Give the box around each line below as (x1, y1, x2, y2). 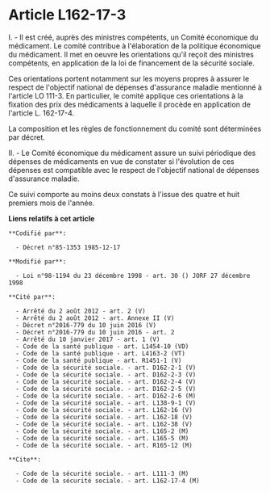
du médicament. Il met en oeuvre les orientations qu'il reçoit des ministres (8, 49, 254, 59)
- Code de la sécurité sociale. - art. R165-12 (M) (15, 441, 193, 449)
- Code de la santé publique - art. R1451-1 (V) (15, 356, 182, 364)
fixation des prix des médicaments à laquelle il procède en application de (8, 99, 251, 109)
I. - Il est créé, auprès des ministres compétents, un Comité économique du (8, 32, 259, 42)
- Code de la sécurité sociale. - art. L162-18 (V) (15, 413, 193, 421)
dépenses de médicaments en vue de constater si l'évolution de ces (8, 156, 235, 166)
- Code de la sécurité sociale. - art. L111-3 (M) (15, 469, 189, 477)
